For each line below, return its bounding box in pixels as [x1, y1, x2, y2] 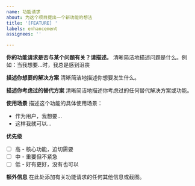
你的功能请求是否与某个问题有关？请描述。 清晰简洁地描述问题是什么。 [6, 54, 182, 61]
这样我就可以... [14, 120, 52, 127]
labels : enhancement [6, 25, 58, 32]
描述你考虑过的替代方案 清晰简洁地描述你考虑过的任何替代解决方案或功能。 [6, 87, 193, 94]
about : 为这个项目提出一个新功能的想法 [6, 14, 93, 20]
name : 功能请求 [6, 8, 41, 15]
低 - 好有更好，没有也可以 [14, 161, 79, 168]
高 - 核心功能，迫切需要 [14, 146, 74, 153]
